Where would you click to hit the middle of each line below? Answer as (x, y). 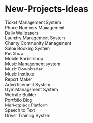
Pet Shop (14, 53)
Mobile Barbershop (24, 58)
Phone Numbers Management (35, 27)
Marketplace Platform (27, 105)
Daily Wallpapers (22, 33)
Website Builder (21, 95)
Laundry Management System (35, 38)
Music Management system (33, 64)
